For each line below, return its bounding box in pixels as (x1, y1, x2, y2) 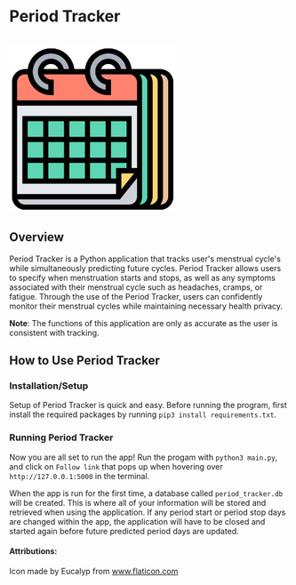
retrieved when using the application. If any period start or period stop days (9, 507, 286, 517)
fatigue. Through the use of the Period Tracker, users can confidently (9, 291, 263, 301)
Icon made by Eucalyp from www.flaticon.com (9, 565, 179, 576)
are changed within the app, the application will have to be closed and (9, 516, 266, 526)
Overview (9, 229, 65, 245)
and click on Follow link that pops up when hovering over (9, 461, 224, 472)
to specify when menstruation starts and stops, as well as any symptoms (9, 272, 276, 283)
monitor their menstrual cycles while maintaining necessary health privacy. (9, 301, 283, 311)
